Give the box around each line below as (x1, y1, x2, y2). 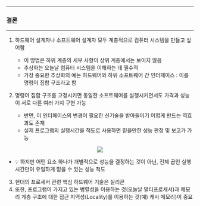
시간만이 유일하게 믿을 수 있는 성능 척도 (14, 165, 106, 173)
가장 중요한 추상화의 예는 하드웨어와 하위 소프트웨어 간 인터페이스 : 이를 (23, 72, 189, 79)
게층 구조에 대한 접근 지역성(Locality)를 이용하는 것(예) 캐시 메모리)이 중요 (21, 193, 193, 201)
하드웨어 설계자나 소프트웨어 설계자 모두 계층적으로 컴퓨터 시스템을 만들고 (14, 36, 186, 44)
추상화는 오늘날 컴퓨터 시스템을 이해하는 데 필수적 (23, 64, 139, 72)
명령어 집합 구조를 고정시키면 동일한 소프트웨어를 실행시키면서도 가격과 (14, 92, 179, 99)
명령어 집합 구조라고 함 (23, 79, 77, 87)
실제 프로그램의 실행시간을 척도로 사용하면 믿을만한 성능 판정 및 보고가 (23, 127, 186, 134)
